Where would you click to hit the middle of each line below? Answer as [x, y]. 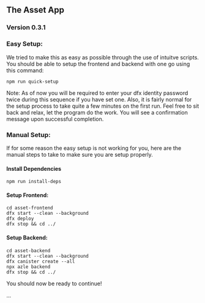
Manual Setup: [28, 135]
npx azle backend [28, 267]
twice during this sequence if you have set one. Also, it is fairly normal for [99, 99]
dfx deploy [20, 219]
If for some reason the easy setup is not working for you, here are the [94, 148]
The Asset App [35, 10]
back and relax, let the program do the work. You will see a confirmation [97, 112]
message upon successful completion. [55, 119]
